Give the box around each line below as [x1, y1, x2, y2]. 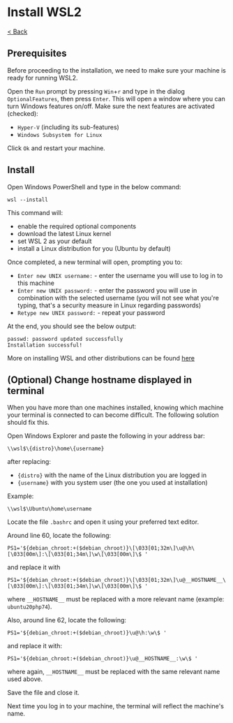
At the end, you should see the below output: [7, 322, 137, 330]
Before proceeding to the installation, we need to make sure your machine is [7, 66, 227, 74]
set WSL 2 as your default [17, 237, 92, 245]
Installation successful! [7, 342, 82, 349]
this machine [17, 279, 54, 287]
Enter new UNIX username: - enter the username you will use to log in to [17, 271, 223, 279]
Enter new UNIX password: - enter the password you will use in [17, 286, 197, 294]
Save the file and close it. [7, 689, 80, 697]
